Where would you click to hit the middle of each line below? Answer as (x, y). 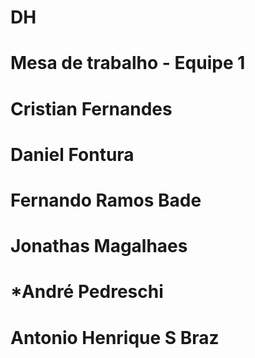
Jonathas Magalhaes (99, 246)
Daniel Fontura (72, 154)
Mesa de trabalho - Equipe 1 (128, 63)
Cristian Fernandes (91, 108)
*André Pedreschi (87, 292)
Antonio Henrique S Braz (115, 337)
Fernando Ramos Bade (106, 200)
